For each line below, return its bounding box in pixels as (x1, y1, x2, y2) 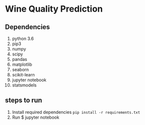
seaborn (12, 67, 29, 72)
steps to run (5, 96, 42, 105)
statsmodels (12, 82, 37, 88)
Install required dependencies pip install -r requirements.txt (12, 109, 141, 115)
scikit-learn (12, 72, 35, 77)
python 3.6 (12, 36, 34, 41)
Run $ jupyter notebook (12, 114, 60, 120)
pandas (12, 56, 28, 62)
